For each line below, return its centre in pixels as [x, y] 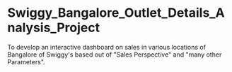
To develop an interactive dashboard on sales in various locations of [107, 47]
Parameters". [27, 62]
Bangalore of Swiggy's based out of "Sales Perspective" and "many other [115, 55]
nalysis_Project [54, 28]
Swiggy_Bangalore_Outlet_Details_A [116, 13]
